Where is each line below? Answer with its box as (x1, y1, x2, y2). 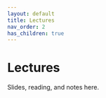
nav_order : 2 (7, 23, 46, 30)
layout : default (7, 10, 55, 17)
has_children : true (7, 29, 65, 37)
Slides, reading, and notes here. (7, 83, 100, 92)
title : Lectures (7, 17, 55, 24)
